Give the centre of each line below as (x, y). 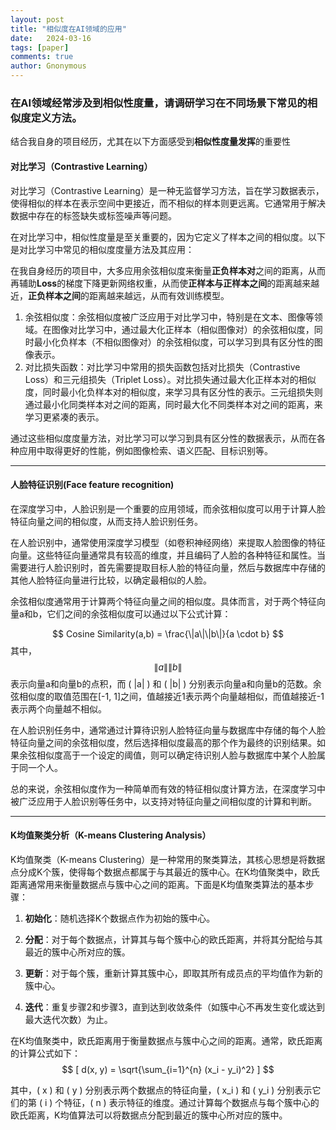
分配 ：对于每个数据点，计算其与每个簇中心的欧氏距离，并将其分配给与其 (173, 939)
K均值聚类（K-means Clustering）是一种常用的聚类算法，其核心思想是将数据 (168, 859)
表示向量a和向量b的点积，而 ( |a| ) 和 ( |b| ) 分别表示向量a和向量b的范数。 (161, 683)
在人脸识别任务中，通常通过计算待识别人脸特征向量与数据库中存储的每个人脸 (168, 730)
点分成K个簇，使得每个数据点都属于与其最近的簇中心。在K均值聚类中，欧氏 (165, 872)
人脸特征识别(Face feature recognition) (92, 485)
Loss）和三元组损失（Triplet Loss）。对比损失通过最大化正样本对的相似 (170, 379)
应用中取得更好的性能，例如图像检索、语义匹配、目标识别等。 (145, 450)
